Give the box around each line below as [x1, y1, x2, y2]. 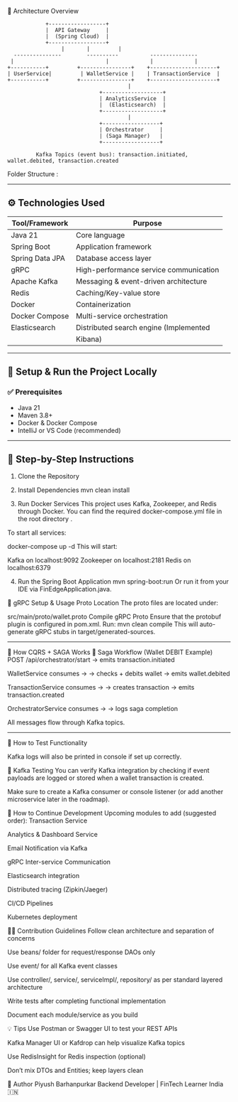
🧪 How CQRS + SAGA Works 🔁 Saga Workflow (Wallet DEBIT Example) [7, 648, 213, 657]
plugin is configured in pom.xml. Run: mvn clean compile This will [7, 620, 198, 628]
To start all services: [7, 528, 67, 537]
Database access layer [75, 253, 152, 263]
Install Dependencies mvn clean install [17, 486, 130, 494]
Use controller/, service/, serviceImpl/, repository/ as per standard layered [7, 975, 223, 984]
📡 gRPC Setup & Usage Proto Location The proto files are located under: [7, 599, 218, 607]
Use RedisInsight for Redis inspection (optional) [7, 1052, 147, 1061]
